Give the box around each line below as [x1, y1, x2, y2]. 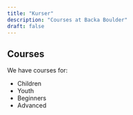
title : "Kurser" [7, 10, 54, 17]
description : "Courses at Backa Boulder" [7, 16, 128, 23]
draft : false [7, 23, 45, 29]
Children [17, 79, 42, 88]
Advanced [17, 101, 47, 110]
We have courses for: [7, 66, 68, 75]
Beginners [17, 94, 47, 103]
